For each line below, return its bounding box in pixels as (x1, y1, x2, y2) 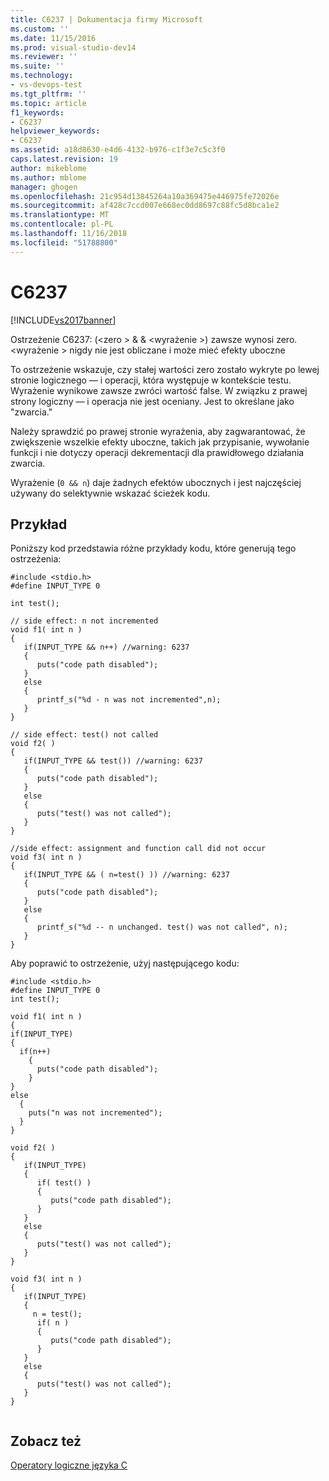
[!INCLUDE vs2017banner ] (10, 314, 117, 326)
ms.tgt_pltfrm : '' (10, 89, 87, 99)
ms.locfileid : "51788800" (10, 237, 118, 248)
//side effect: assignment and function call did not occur (10, 844, 267, 854)
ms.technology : (10, 71, 74, 81)
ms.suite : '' (10, 61, 65, 71)
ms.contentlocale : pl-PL (10, 219, 114, 230)
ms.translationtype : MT (10, 210, 110, 220)
